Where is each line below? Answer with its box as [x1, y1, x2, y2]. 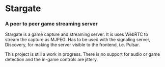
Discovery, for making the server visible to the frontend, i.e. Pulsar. [5, 42, 140, 48]
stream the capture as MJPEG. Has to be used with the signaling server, [5, 37, 151, 43]
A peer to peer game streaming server [5, 21, 98, 27]
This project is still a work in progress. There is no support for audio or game [5, 51, 160, 57]
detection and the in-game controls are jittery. [5, 57, 98, 63]
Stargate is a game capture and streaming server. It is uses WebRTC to [5, 31, 148, 37]
